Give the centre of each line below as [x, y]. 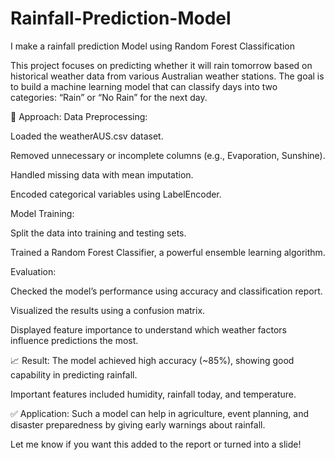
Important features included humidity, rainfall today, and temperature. [153, 394]
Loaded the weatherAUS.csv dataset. [87, 136]
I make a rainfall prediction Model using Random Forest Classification [152, 46]
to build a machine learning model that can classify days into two [144, 86]
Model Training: [42, 213]
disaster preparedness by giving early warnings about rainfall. [138, 424]
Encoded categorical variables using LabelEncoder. [116, 194]
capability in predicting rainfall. [74, 374]
